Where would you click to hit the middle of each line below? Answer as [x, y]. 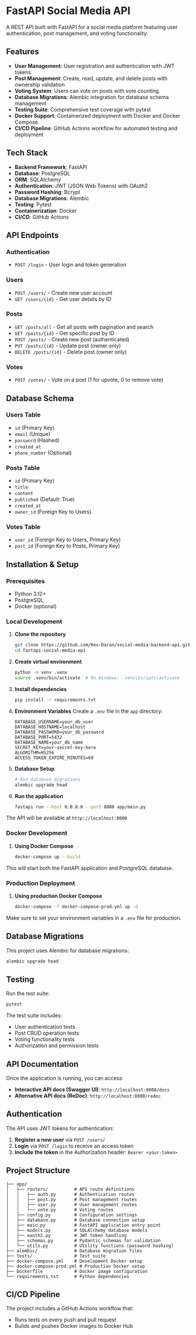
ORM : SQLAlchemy [38, 179]
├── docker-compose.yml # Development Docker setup [74, 1261]
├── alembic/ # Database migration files [74, 1251]
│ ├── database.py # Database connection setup [75, 1220]
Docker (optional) [35, 606]
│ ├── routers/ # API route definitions [70, 1189]
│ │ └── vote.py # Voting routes [60, 1209]
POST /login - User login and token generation [71, 265]
